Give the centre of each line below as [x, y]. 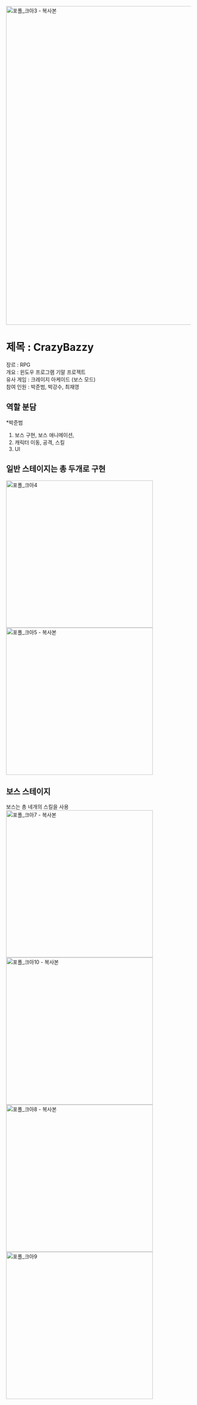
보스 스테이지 [28, 791]
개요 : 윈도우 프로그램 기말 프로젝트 [46, 372]
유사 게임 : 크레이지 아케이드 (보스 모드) [51, 379]
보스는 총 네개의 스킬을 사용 [38, 807]
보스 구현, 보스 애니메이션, [44, 435]
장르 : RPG [18, 364]
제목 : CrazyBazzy [50, 347]
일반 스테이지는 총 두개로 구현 [56, 469]
